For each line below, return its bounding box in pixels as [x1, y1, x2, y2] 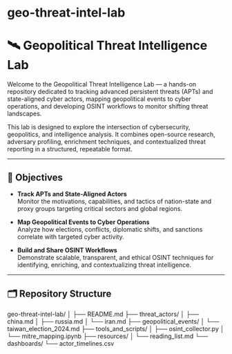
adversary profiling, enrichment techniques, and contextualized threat [7, 138, 206, 146]
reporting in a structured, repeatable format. [7, 145, 133, 153]
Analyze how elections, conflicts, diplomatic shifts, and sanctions [17, 225, 203, 233]
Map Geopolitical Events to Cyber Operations [17, 218, 150, 226]
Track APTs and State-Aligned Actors [17, 189, 128, 198]
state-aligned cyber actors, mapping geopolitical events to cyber [7, 95, 191, 103]
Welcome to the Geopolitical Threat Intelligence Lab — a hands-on [7, 80, 197, 88]
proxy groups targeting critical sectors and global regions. [17, 204, 183, 212]
